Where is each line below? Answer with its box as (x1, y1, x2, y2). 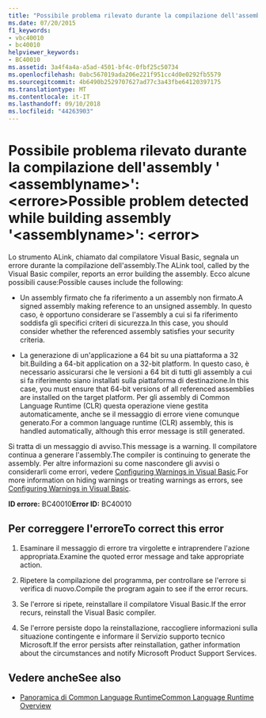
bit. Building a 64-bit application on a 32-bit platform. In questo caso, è (19, 359, 249, 368)
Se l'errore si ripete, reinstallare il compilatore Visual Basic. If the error (19, 599, 247, 609)
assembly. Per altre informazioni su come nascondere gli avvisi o (8, 458, 220, 468)
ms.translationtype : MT (8, 85, 87, 94)
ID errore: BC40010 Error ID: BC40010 (8, 499, 132, 509)
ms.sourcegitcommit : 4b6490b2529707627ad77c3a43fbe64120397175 (8, 78, 222, 86)
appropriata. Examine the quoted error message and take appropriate (19, 551, 245, 561)
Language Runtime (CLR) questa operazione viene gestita (19, 401, 208, 410)
